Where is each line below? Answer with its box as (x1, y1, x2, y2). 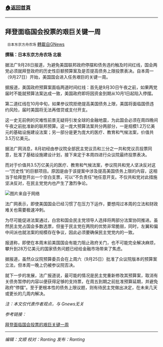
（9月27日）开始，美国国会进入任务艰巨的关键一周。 (5, 74, 111, 80)
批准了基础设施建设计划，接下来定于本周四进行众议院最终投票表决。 (13, 152, 149, 158)
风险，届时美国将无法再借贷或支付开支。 (9, 107, 90, 113)
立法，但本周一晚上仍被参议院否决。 (5, 262, 78, 268)
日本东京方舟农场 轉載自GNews (7, 41, 65, 47)
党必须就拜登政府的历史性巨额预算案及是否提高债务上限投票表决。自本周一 (5, 68, 154, 74)
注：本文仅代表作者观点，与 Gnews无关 (5, 301, 84, 307)
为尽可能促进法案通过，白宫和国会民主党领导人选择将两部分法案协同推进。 (5, 217, 154, 223)
